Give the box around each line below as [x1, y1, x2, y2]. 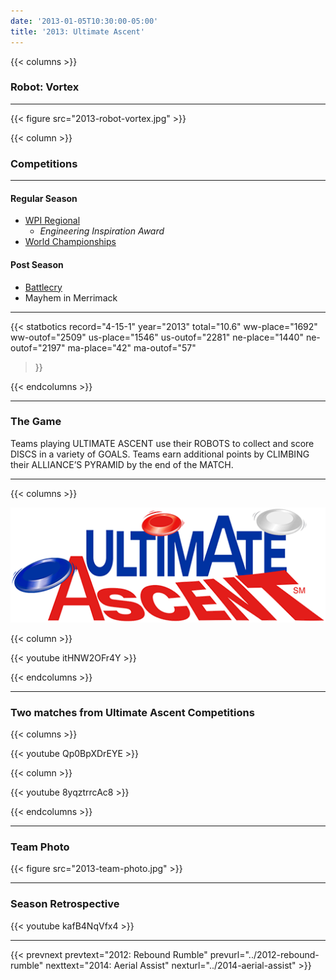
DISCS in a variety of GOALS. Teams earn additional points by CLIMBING [10, 448, 310, 460]
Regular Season [10, 192, 78, 204]
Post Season [10, 258, 64, 270]
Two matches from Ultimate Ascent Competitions [10, 705, 255, 719]
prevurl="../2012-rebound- [209, 948, 320, 960]
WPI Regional [24, 215, 81, 227]
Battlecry [24, 281, 63, 293]
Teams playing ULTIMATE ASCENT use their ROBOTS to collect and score [10, 437, 315, 449]
